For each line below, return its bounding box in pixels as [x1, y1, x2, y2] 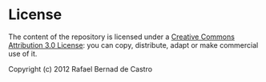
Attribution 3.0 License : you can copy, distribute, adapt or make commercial [8, 40, 259, 49]
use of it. [8, 49, 38, 58]
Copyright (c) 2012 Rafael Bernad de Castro [8, 64, 153, 73]
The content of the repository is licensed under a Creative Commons [8, 32, 235, 41]
